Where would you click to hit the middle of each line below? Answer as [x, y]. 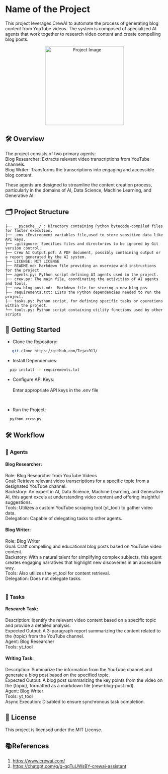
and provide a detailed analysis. [38, 625]
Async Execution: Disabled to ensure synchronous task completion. [75, 702]
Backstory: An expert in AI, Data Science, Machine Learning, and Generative [84, 491]
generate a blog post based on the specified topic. [58, 675]
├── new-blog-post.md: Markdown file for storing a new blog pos [76, 288]
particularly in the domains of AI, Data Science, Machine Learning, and [78, 190]
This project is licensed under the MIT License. [54, 730]
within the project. [27, 305]
